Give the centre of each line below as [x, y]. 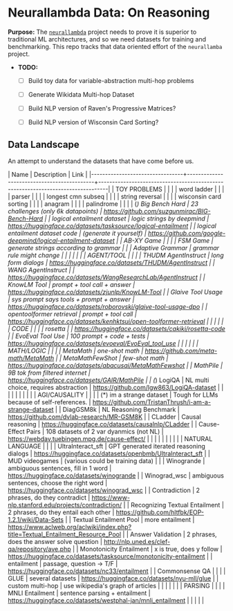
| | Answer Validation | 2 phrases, [170, 534]
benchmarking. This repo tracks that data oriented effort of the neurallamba [115, 46]
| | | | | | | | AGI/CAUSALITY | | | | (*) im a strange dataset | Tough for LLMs [113, 395]
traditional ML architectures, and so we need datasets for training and [107, 39]
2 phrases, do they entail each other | [61, 512]
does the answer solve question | [55, 542]
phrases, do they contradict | [49, 498]
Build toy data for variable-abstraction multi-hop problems [111, 80]
